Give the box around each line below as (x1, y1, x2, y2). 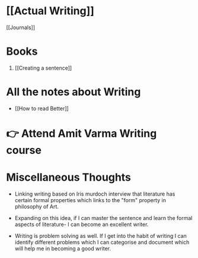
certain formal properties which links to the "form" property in (14, 196, 166, 203)
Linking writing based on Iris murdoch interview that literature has (14, 190, 175, 197)
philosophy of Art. (14, 203, 59, 210)
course (6, 144, 41, 157)
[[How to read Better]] (14, 105, 69, 112)
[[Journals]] (6, 24, 36, 31)
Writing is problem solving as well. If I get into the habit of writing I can (14, 232, 187, 239)
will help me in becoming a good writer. (14, 245, 111, 252)
